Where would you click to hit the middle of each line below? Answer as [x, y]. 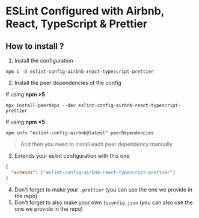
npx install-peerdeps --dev [41, 105]
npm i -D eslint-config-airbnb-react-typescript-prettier [80, 72]
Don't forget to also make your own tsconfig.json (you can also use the [103, 202]
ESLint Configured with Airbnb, [85, 11]
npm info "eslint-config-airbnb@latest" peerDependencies [80, 133]
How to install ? [35, 46]
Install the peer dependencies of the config [68, 83]
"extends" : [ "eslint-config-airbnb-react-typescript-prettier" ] [93, 172]
